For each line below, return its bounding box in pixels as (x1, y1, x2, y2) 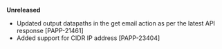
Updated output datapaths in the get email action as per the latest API (16, 19, 216, 27)
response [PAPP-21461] (16, 27, 84, 35)
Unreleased (6, 6, 41, 14)
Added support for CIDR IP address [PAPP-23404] (16, 34, 160, 42)
